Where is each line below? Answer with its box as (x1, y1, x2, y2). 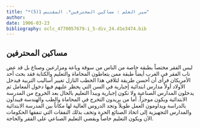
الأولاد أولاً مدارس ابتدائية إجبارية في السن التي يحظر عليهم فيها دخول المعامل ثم (6, 83, 186, 90)
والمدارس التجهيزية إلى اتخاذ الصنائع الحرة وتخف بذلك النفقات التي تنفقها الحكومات (6, 109, 192, 116)
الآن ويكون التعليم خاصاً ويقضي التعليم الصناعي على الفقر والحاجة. (6, 115, 154, 122)
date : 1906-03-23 (6, 20, 50, 26)
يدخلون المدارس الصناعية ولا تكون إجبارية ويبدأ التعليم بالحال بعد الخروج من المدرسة (6, 90, 195, 97)
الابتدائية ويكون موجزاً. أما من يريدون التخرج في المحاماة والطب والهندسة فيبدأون (6, 96, 187, 103)
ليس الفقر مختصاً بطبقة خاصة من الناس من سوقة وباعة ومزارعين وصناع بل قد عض (6, 64, 193, 71)
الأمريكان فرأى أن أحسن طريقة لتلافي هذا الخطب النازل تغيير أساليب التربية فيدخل (6, 76, 191, 84)
